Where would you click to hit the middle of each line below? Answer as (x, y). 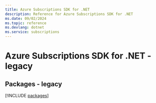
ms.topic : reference (26, 23)
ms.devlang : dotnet (25, 28)
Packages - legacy (33, 84)
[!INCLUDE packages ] (27, 96)
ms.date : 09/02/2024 (26, 18)
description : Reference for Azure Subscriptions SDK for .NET (69, 14)
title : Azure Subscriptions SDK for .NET (47, 9)
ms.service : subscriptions (32, 32)
